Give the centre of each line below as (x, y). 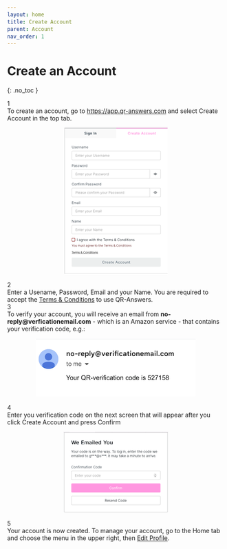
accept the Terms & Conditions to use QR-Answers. (80, 300)
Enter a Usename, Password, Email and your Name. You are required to (108, 292)
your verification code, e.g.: (46, 329)
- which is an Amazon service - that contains (156, 322)
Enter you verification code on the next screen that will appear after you (109, 415)
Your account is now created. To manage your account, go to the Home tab (114, 531)
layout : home (26, 14)
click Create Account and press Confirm (64, 422)
